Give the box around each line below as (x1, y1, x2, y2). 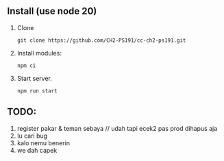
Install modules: (16, 49, 62, 57)
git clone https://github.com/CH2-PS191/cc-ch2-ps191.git (16, 37, 186, 44)
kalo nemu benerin (16, 138, 71, 147)
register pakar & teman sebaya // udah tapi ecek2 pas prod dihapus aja (16, 124, 218, 132)
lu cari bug (16, 132, 48, 140)
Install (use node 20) (7, 5, 97, 17)
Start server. (16, 74, 53, 82)
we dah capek (16, 146, 58, 154)
